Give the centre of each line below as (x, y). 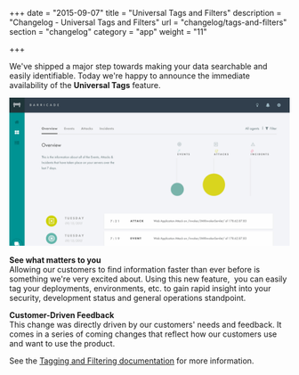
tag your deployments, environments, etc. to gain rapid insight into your (140, 288)
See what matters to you (55, 260)
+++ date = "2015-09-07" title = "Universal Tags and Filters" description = (145, 13)
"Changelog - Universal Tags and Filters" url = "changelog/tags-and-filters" (148, 22)
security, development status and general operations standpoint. (128, 298)
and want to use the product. (62, 343)
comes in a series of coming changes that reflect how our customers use (143, 334)
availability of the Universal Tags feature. (85, 85)
